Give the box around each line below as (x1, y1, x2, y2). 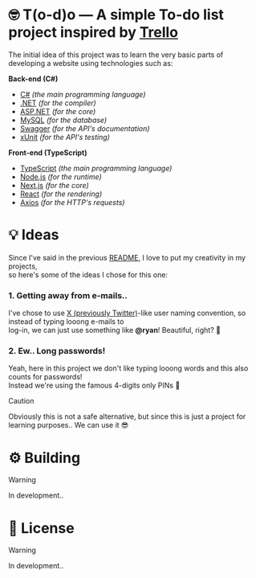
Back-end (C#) (8, 74, 59, 84)
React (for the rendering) (19, 189, 103, 199)
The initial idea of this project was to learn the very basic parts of (8, 50, 224, 59)
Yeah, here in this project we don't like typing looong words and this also (8, 363, 249, 373)
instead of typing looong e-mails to (8, 317, 124, 326)
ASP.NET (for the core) (19, 106, 96, 116)
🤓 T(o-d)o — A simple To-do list (8, 6, 225, 24)
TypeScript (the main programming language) (19, 163, 173, 173)
